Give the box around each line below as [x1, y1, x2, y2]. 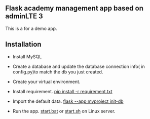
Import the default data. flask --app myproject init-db [12, 98, 124, 104]
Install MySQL [12, 53, 42, 60]
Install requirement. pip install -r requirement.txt [12, 88, 113, 94]
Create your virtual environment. [12, 78, 81, 85]
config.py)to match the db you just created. [12, 68, 103, 75]
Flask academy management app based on [5, 4, 143, 13]
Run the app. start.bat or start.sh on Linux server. [12, 108, 116, 114]
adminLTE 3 [5, 12, 43, 21]
